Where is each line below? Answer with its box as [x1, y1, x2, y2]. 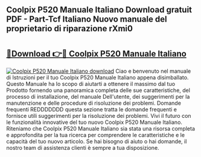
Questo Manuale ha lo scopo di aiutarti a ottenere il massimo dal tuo [6, 81, 176, 87]
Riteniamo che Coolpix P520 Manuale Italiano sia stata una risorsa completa [6, 125, 195, 132]
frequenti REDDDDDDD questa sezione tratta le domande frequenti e [6, 106, 177, 113]
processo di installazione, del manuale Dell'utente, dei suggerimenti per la [6, 93, 190, 100]
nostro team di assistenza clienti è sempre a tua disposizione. [6, 144, 159, 151]
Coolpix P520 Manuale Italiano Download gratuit [6, 5, 192, 15]
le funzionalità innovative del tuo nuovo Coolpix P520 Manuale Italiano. [6, 119, 183, 126]
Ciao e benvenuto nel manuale [115, 67, 191, 75]
